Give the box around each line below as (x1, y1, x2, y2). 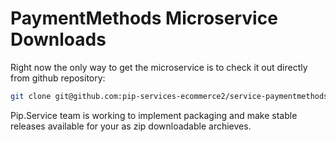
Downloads (10, 28, 107, 51)
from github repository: (10, 72, 106, 84)
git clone (10, 91, 52, 101)
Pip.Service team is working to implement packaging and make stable (10, 109, 298, 121)
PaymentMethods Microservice (10, 7, 278, 30)
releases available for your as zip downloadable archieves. (10, 120, 252, 132)
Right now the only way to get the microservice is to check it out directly (10, 61, 308, 73)
